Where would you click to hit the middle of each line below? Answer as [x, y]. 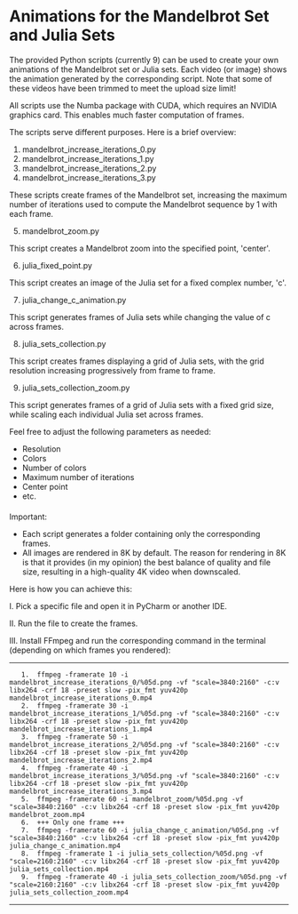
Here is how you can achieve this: [71, 589]
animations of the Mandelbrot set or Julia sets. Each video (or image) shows [148, 69]
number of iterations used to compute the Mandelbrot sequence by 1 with [143, 204]
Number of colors [54, 468]
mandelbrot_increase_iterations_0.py [89, 149]
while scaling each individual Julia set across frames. [106, 414]
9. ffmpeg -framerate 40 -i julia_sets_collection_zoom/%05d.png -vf [154, 877]
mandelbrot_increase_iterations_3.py [89, 177]
